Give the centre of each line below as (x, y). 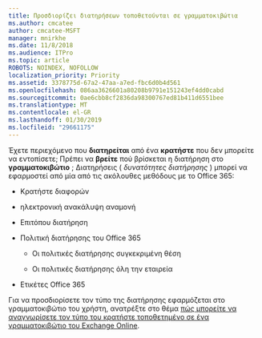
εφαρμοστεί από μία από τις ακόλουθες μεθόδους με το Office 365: (121, 175)
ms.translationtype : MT (48, 105)
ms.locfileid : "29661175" (51, 127)
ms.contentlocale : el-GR (50, 113)
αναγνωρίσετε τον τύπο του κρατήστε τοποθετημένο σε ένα (109, 316)
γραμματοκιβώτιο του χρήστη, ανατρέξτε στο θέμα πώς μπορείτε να (123, 308)
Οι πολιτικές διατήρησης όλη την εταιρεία (103, 268)
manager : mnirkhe (37, 38)
